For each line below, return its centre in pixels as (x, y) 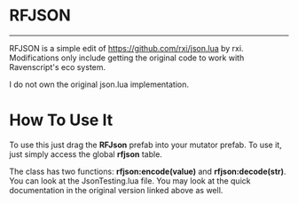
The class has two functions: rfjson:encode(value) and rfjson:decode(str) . (148, 171)
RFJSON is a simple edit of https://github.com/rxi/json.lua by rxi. (126, 48)
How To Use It (61, 120)
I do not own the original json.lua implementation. (99, 84)
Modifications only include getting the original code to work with (127, 58)
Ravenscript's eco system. (58, 67)
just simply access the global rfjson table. (86, 154)
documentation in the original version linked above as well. (116, 190)
